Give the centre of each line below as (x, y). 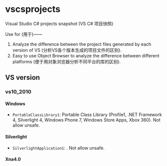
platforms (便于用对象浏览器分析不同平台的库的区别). (67, 61)
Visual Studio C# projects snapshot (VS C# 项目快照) (59, 23)
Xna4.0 (13, 159)
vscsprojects (33, 9)
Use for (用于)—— (24, 34)
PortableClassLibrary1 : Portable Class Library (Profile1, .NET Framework (87, 115)
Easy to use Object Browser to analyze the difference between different (86, 55)
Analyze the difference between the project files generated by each (82, 44)
